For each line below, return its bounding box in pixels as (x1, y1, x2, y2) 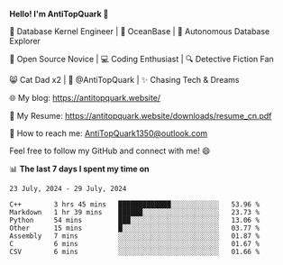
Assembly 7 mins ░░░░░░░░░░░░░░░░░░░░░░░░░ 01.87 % (9, 232, 260, 241)
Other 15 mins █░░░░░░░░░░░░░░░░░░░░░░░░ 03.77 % (9, 224, 260, 233)
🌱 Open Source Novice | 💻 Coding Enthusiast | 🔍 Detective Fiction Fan (9, 54, 275, 64)
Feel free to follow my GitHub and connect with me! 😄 (9, 145, 211, 156)
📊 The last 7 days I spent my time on (9, 163, 151, 174)
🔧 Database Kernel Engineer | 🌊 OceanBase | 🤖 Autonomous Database (9, 26, 270, 36)
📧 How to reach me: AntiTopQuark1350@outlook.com (9, 128, 208, 139)
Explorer (9, 36, 41, 46)
